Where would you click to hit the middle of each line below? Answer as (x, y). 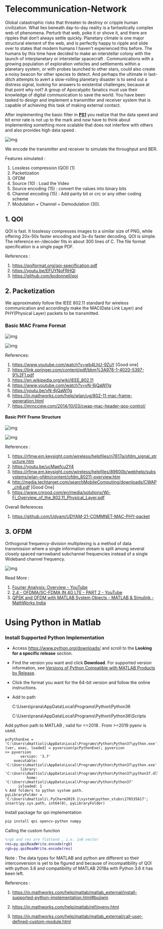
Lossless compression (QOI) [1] (43, 168)
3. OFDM (18, 532)
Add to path (24, 697)
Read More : (17, 578)
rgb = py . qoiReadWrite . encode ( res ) (39, 848)
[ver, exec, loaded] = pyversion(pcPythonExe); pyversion (65, 748)
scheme (20, 199)
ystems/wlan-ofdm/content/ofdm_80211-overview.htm (66, 477)
